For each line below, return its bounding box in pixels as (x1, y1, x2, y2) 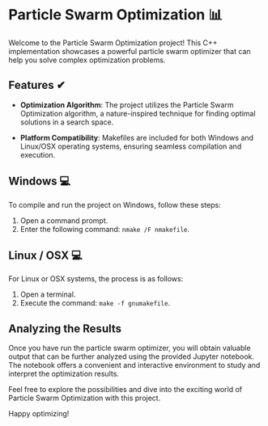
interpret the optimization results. (8, 369, 120, 379)
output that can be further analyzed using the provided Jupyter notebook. (8, 352, 255, 361)
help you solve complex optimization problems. (8, 55, 166, 65)
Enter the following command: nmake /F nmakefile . (19, 224, 190, 234)
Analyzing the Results (8, 322, 122, 335)
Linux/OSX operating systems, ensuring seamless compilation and (19, 141, 242, 151)
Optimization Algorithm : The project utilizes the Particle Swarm (19, 99, 234, 109)
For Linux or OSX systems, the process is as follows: (8, 274, 184, 284)
